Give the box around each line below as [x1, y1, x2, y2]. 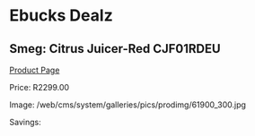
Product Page [9, 64, 60, 75]
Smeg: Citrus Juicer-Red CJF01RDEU [9, 41, 222, 56]
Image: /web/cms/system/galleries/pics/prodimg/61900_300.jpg [9, 99, 247, 110]
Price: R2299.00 [9, 82, 70, 92]
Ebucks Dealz [9, 5, 114, 26]
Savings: [9, 117, 42, 127]
